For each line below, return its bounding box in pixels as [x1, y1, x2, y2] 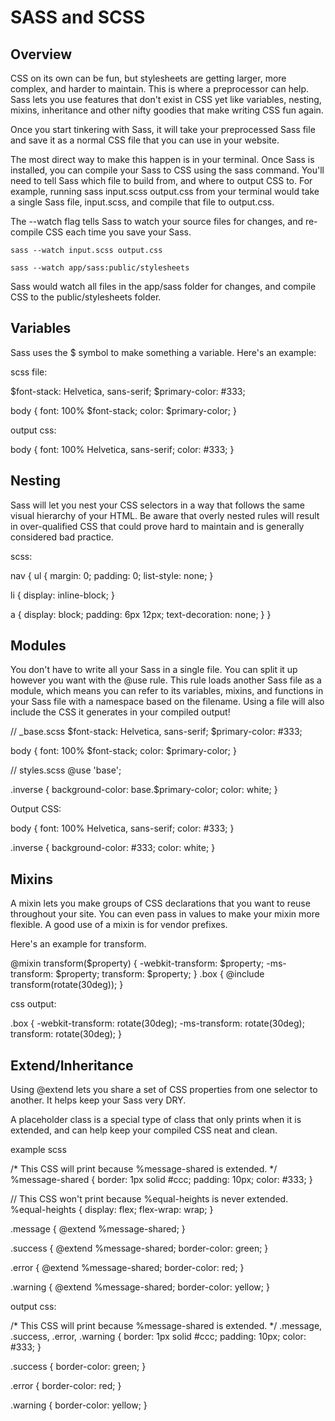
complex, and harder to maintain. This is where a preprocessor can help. [10, 83, 310, 95]
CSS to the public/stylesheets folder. [10, 291, 162, 303]
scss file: [10, 366, 48, 378]
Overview [10, 46, 73, 63]
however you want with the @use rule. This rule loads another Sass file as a [10, 674, 322, 686]
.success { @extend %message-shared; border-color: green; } [10, 1242, 269, 1255]
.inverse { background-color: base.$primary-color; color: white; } [10, 784, 278, 796]
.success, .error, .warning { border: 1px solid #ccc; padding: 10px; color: [10, 1331, 307, 1343]
